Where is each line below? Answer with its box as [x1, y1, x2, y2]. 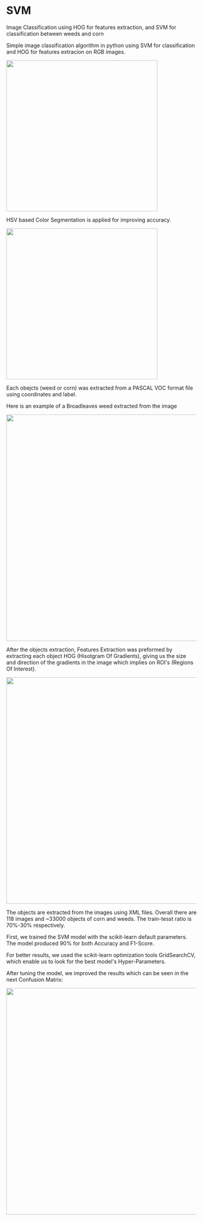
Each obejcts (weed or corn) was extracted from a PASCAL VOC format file [6, 384, 193, 391]
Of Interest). [6, 665, 36, 672]
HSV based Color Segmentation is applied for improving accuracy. [6, 216, 172, 224]
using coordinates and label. [6, 390, 77, 398]
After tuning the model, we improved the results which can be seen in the [6, 969, 189, 976]
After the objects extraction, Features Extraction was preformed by [6, 646, 173, 653]
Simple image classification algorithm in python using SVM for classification [6, 42, 195, 49]
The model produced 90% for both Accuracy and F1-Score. [6, 939, 155, 947]
